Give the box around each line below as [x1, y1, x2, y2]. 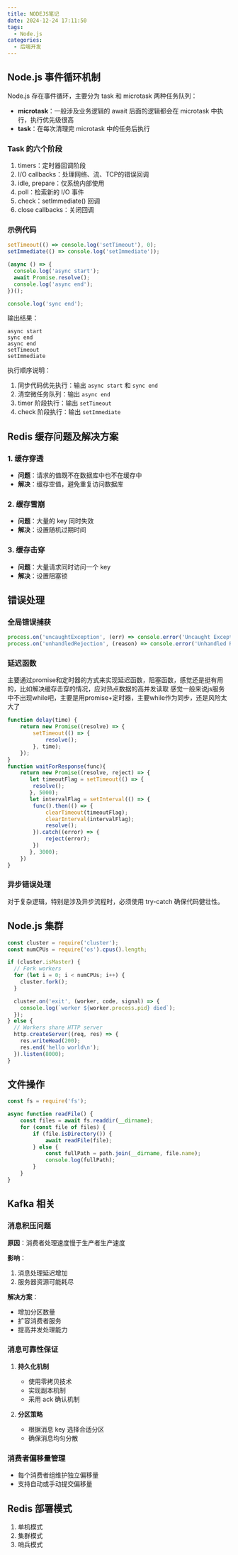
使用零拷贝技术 [28, 1377, 72, 1386]
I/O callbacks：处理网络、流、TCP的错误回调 [17, 170, 149, 179]
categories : [7, 37, 42, 44]
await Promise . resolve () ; [13, 274, 91, 281]
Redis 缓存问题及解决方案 [7, 430, 119, 442]
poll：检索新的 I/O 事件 [17, 188, 84, 196]
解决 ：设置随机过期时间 [17, 525, 86, 534]
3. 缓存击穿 [7, 545, 45, 555]
